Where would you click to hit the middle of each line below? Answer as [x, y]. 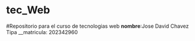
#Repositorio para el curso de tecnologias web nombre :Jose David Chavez [97, 26]
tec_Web [28, 10]
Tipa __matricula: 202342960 [42, 32]
